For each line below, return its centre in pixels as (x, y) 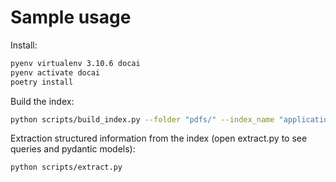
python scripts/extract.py (66, 167)
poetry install (42, 82)
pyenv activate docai (55, 72)
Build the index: (42, 101)
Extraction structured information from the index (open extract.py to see (159, 138)
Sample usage (71, 17)
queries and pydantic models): (73, 149)
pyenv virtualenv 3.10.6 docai (75, 63)
